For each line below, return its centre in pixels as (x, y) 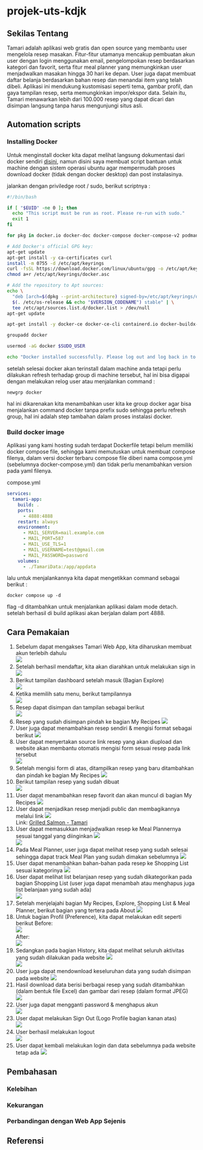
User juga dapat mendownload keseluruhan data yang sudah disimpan (103, 971)
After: (23, 937)
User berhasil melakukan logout (55, 1032)
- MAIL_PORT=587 (43, 538)
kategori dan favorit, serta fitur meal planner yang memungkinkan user (95, 67)
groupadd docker (27, 335)
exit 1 (20, 219)
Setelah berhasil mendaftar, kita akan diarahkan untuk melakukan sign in (105, 667)
